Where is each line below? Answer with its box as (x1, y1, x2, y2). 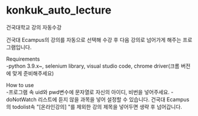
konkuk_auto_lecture (6, 4, 112, 17)
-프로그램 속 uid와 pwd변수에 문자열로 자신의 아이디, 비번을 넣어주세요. (6, 88, 170, 95)
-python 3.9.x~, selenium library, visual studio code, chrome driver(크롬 (6, 62, 180, 69)
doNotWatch (6, 95, 37, 103)
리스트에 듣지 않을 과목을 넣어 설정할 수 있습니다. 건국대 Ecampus (37, 95, 190, 103)
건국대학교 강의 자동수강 (6, 24, 62, 31)
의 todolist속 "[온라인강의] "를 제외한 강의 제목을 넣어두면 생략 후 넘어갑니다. (6, 103, 182, 110)
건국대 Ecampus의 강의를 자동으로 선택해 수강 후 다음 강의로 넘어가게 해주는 (6, 36, 181, 43)
